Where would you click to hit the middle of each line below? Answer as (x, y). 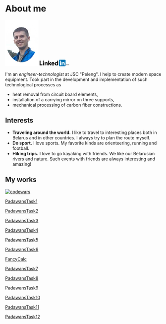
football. (21, 148)
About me (26, 9)
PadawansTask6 (22, 249)
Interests (19, 120)
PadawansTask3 (22, 220)
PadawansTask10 (23, 297)
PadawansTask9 (22, 288)
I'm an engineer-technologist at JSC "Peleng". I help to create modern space (83, 74)
